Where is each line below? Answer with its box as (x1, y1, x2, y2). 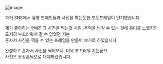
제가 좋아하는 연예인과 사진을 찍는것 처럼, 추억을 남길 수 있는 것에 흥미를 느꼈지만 (5, 25, 158, 31)
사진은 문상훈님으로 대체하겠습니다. (5, 54, 72, 60)
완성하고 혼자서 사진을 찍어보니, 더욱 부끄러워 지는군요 (5, 48, 108, 53)
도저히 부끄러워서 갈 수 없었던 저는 (5, 31, 70, 37)
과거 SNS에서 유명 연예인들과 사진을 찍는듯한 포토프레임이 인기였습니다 (5, 15, 140, 21)
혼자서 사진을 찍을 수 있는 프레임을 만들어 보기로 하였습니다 (5, 37, 117, 43)
